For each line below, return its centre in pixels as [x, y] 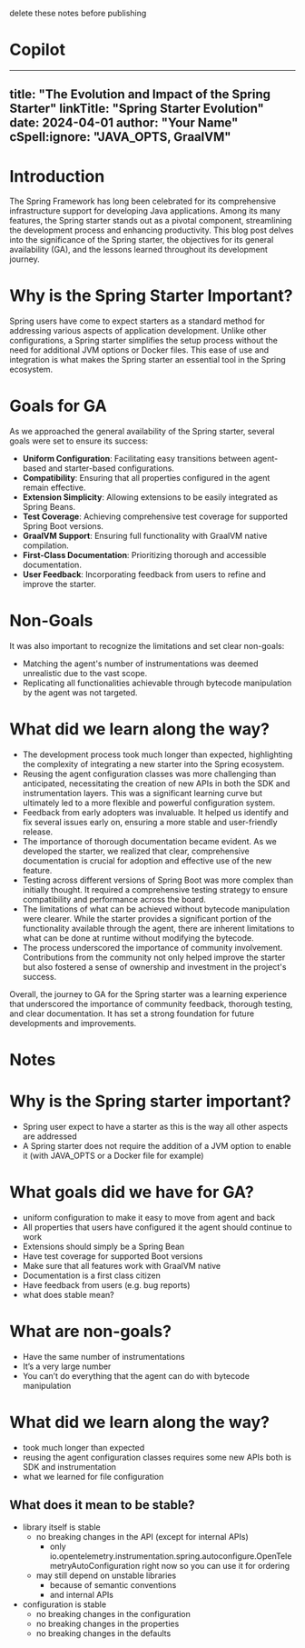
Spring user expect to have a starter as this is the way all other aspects [155, 1127]
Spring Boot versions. [63, 526]
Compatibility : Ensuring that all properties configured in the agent [146, 478]
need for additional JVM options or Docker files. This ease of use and [139, 350]
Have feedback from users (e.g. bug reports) [106, 1285]
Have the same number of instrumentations [103, 1357]
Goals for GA [58, 406]
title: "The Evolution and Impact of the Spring [140, 95]
